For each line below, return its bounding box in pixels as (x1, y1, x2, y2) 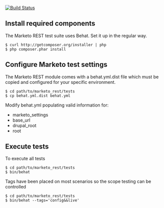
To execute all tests (5, 156, 45, 162)
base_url (12, 117, 31, 123)
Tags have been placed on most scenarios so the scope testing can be (5, 178, 151, 184)
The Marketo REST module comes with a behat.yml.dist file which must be (5, 73, 159, 80)
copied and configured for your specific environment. (5, 79, 116, 85)
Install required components (5, 19, 95, 28)
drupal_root (12, 122, 37, 128)
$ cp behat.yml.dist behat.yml (5, 93, 71, 98)
